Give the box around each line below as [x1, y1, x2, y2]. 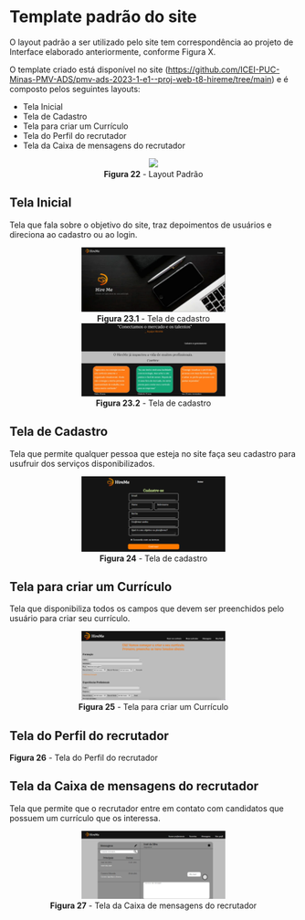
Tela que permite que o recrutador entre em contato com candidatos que [9, 802, 285, 814]
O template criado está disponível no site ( [9, 64, 169, 75]
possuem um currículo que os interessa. [9, 812, 162, 823]
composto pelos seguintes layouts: [9, 83, 141, 94]
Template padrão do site [9, 6, 197, 27]
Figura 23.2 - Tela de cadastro [95, 397, 212, 408]
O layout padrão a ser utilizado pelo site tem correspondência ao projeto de [9, 37, 294, 48]
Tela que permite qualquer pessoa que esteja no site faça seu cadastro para [9, 448, 297, 459]
